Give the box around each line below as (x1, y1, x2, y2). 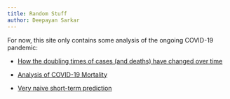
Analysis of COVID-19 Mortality (17, 70, 107, 79)
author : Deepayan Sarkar (7, 17, 80, 24)
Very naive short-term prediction (17, 84, 112, 92)
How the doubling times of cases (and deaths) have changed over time (17, 56, 223, 65)
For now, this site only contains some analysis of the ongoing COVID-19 (7, 36, 214, 44)
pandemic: (7, 43, 39, 52)
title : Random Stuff (7, 10, 68, 17)
